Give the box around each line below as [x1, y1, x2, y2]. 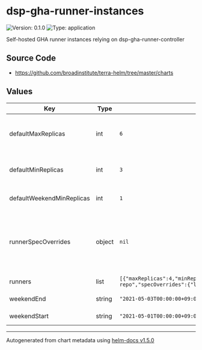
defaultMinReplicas [9, 165, 64, 173]
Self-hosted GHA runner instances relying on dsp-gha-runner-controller [6, 35, 185, 43]
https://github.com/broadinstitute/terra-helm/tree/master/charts [14, 69, 174, 76]
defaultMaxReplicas [9, 129, 66, 137]
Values [6, 86, 33, 97]
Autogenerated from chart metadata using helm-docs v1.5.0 [6, 336, 155, 343]
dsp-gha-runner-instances [6, 4, 144, 18]
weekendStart [9, 312, 49, 320]
